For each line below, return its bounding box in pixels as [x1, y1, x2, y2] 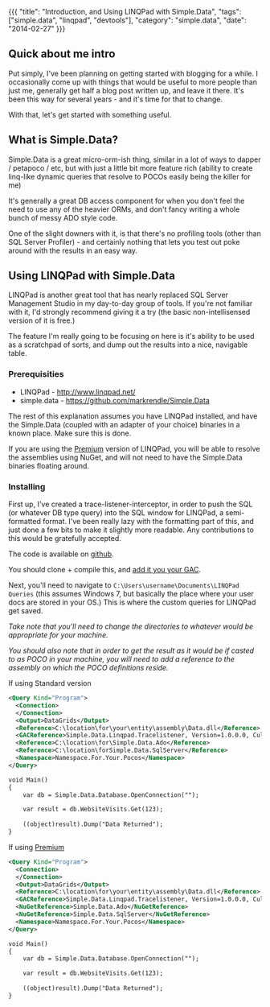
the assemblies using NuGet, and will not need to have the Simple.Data [8, 452, 243, 462]
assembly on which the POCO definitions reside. [8, 663, 169, 673]
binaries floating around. [8, 460, 90, 470]
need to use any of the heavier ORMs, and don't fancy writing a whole [8, 204, 240, 214]
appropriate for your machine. [8, 630, 108, 640]
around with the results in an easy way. [8, 246, 138, 255]
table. [8, 349, 27, 358]
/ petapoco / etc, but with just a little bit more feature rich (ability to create [8, 163, 253, 172]
